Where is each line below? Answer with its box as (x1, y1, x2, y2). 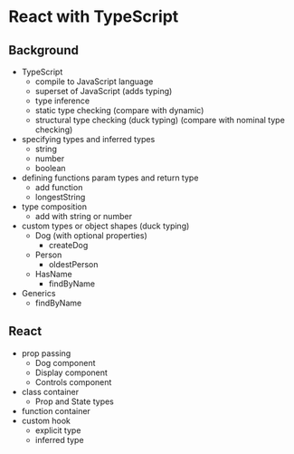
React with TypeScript (8, 6, 179, 27)
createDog (48, 240, 89, 250)
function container (21, 405, 91, 416)
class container (21, 386, 80, 397)
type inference (34, 95, 90, 106)
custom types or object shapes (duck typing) (21, 220, 190, 231)
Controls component (34, 376, 112, 387)
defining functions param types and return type (21, 172, 199, 183)
